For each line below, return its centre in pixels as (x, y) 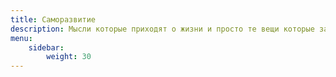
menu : (21, 38)
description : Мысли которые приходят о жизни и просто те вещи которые (162, 29)
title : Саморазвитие (53, 19)
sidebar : (46, 47)
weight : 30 (69, 57)
